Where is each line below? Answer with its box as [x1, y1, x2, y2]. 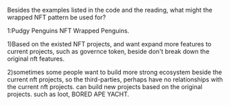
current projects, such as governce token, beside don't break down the [7, 48, 210, 55]
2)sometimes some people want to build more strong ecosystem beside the [7, 68, 222, 76]
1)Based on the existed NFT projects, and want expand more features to [7, 40, 212, 48]
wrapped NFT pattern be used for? [7, 13, 106, 21]
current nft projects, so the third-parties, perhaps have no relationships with [7, 75, 223, 84]
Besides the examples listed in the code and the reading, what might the [7, 6, 213, 14]
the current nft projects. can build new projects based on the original [7, 83, 202, 90]
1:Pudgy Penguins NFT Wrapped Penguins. [7, 27, 130, 35]
